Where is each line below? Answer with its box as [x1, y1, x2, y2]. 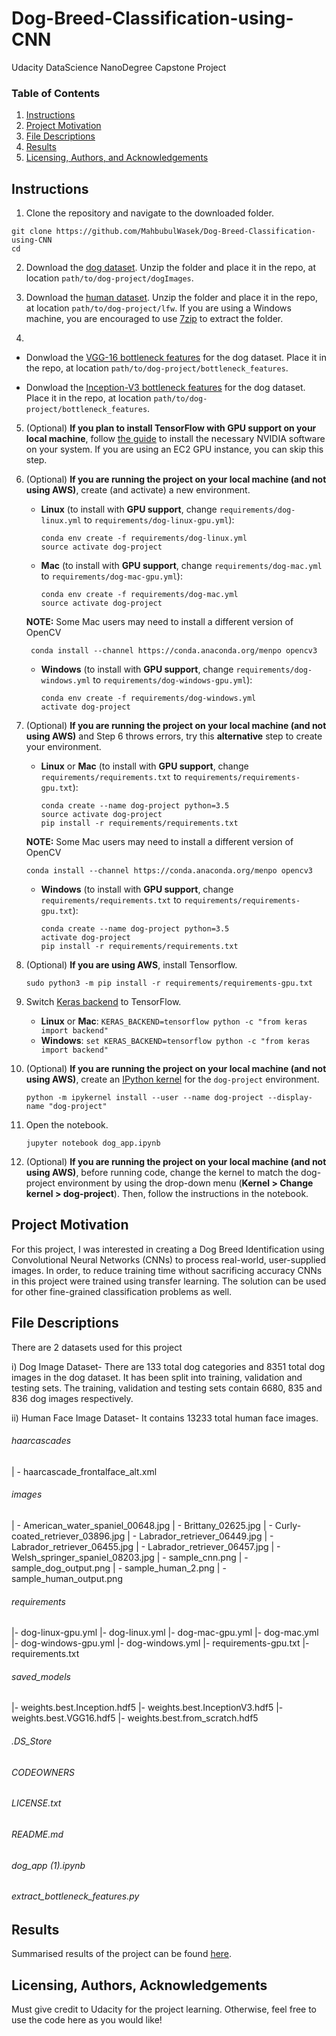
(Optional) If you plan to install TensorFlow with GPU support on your [25, 422, 317, 434]
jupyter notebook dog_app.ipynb [25, 1138, 161, 1149]
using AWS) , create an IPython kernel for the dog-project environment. [25, 1073, 320, 1086]
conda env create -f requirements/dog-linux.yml [40, 533, 248, 544]
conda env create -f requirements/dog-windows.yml [40, 693, 257, 704]
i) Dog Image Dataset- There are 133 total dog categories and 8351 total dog [11, 1360, 326, 1372]
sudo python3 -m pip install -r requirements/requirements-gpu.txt [25, 978, 313, 989]
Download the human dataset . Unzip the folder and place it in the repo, [25, 292, 318, 304]
